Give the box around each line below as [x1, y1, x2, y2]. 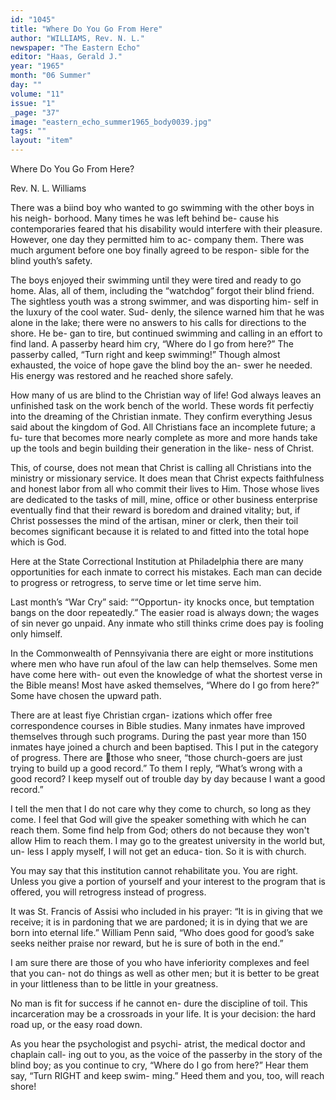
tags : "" [10, 126, 47, 136]
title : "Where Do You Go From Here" [10, 24, 163, 34]
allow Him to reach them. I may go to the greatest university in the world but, [10, 835, 326, 846]
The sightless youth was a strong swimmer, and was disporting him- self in [10, 296, 319, 307]
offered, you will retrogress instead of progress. [10, 886, 207, 898]
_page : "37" [10, 107, 60, 118]
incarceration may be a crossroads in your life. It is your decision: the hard [10, 1008, 316, 1020]
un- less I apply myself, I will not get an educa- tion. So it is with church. [10, 846, 307, 857]
